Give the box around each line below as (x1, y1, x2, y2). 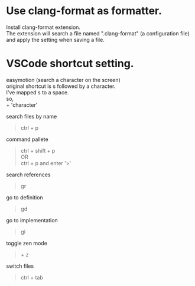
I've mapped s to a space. (6, 88, 69, 96)
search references (6, 171, 51, 178)
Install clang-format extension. (6, 24, 81, 31)
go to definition (6, 193, 43, 201)
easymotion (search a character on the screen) (6, 76, 121, 83)
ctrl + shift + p (20, 147, 56, 154)
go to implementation (6, 216, 58, 223)
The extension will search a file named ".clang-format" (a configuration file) (6, 29, 190, 37)
